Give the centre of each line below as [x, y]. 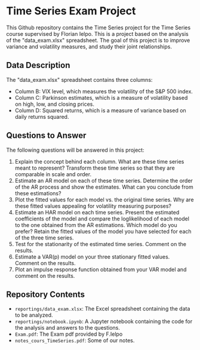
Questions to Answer [46, 136]
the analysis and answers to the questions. [67, 328]
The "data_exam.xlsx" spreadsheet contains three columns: [79, 79]
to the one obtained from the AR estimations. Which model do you [96, 225]
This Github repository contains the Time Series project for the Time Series [99, 27]
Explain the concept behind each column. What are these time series [99, 161]
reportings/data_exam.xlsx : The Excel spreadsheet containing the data [102, 309]
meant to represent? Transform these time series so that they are [95, 168]
